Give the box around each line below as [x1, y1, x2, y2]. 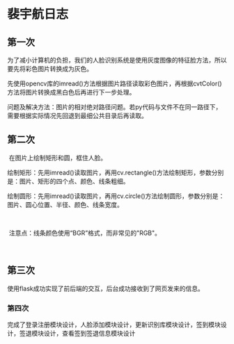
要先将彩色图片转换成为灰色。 [7, 65, 93, 73]
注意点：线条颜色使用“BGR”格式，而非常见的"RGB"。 [8, 229, 162, 237]
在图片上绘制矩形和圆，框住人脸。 [8, 154, 107, 162]
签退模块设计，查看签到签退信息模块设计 [19, 329, 136, 337]
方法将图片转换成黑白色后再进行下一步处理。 [7, 88, 136, 96]
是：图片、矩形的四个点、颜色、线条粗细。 [7, 177, 130, 185]
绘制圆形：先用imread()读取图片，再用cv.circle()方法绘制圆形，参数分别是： [7, 192, 225, 200]
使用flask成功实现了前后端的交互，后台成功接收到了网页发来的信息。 [7, 284, 204, 293]
